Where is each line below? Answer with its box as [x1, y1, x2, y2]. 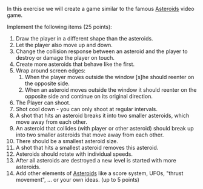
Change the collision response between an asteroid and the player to [15, 48, 188, 55]
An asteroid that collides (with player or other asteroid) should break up [15, 125, 195, 132]
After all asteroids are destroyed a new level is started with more [15, 157, 176, 164]
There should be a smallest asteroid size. [15, 138, 119, 144]
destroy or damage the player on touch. [15, 54, 115, 61]
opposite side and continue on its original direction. [24, 93, 153, 100]
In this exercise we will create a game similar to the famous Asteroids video [7, 5, 195, 12]
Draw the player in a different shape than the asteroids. [15, 35, 153, 42]
